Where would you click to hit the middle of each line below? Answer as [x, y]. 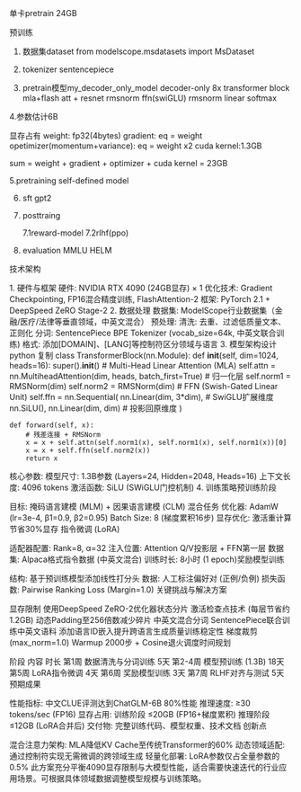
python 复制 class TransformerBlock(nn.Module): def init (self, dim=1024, [144, 355]
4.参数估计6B [34, 116]
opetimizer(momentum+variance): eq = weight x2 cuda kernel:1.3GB [136, 146]
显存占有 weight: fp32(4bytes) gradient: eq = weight [106, 136]
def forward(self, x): [52, 425]
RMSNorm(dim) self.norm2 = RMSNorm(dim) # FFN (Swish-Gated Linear [144, 386]
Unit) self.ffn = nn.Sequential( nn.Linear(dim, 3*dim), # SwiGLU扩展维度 [142, 397]
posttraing [41, 215]
